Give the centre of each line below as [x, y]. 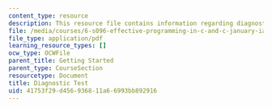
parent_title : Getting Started [61, 61]
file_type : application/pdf [56, 38]
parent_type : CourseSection [56, 68]
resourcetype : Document [49, 76]
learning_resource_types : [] [57, 46]
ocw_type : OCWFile [39, 53]
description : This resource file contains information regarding [121, 23]
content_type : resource [49, 16]
